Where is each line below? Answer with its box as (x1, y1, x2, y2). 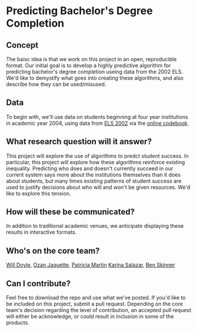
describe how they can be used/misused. (6, 81, 106, 88)
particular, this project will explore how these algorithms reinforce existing (6, 158, 185, 165)
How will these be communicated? (6, 207, 135, 217)
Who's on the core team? (6, 245, 100, 255)
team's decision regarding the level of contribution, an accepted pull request (6, 307, 192, 314)
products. (6, 319, 29, 326)
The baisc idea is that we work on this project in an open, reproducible (6, 56, 177, 62)
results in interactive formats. (6, 228, 77, 236)
